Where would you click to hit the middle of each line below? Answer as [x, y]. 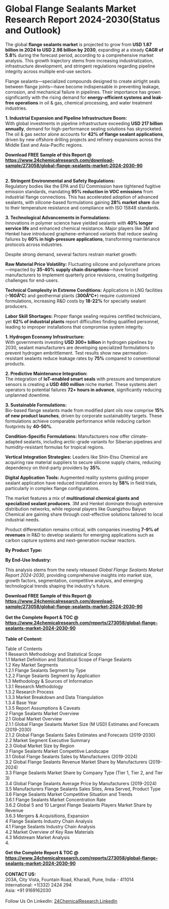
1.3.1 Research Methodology [34, 686]
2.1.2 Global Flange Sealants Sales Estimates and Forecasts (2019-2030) [80, 735]
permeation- [135, 353]
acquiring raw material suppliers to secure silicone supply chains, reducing [83, 462]
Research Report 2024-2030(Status [83, 20]
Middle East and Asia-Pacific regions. [44, 145]
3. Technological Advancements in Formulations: [58, 217]
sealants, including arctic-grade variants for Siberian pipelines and [93, 441]
